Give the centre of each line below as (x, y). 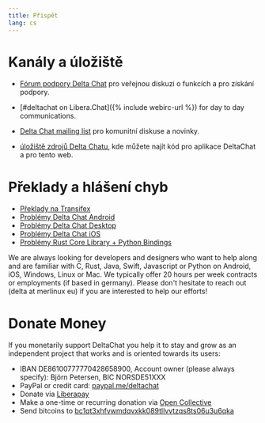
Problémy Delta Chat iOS (60, 234)
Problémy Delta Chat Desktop (68, 225)
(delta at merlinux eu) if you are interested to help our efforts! (108, 291)
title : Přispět (33, 15)
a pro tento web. (46, 155)
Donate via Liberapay (54, 394)
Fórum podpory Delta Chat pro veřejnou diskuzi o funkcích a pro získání (137, 84)
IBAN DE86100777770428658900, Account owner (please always (127, 369)
